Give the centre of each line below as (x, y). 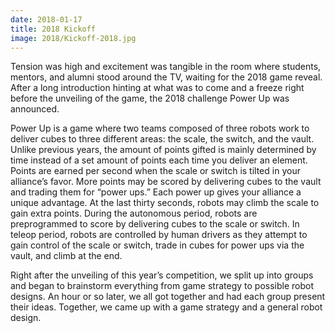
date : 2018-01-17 (46, 19)
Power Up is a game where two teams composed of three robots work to (160, 128)
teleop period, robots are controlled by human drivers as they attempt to (159, 235)
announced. (35, 109)
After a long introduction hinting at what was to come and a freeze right (157, 88)
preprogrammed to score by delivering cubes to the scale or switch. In (155, 224)
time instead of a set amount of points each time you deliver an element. (159, 160)
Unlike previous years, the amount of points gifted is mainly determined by (163, 150)
